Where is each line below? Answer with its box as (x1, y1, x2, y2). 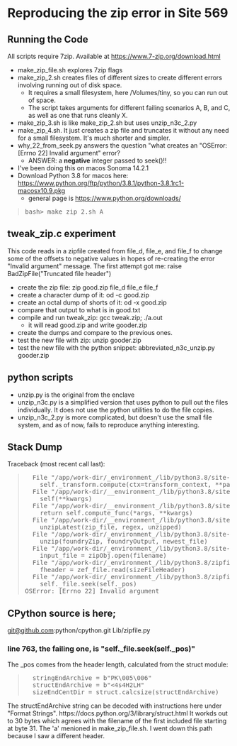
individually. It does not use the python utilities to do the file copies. (17, 405, 214, 414)
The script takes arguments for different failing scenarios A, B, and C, (28, 104, 231, 111)
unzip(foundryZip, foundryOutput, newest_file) (40, 537, 208, 546)
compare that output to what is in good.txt (17, 305, 141, 314)
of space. (28, 96, 57, 104)
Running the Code (7, 33, 88, 45)
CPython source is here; (7, 607, 117, 619)
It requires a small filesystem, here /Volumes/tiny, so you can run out (28, 89, 229, 97)
